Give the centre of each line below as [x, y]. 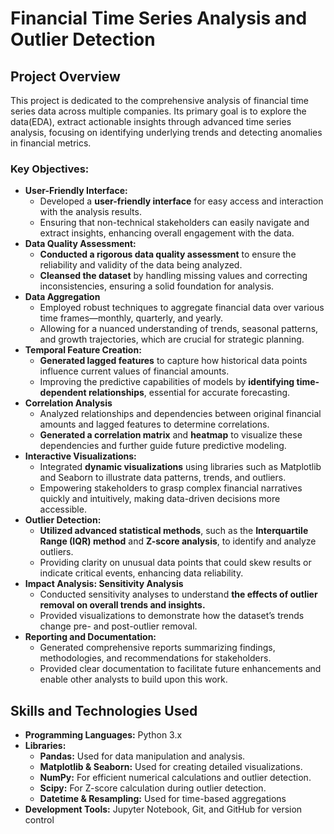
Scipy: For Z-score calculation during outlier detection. [153, 788]
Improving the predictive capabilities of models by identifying [167, 382]
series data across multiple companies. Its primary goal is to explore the [158, 111]
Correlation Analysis [68, 403]
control [39, 820]
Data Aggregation [62, 297]
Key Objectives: [50, 169]
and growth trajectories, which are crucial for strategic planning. [172, 339]
